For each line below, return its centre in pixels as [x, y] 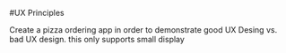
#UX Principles [37, 13]
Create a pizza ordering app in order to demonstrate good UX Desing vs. [143, 30]
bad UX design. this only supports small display [97, 39]
